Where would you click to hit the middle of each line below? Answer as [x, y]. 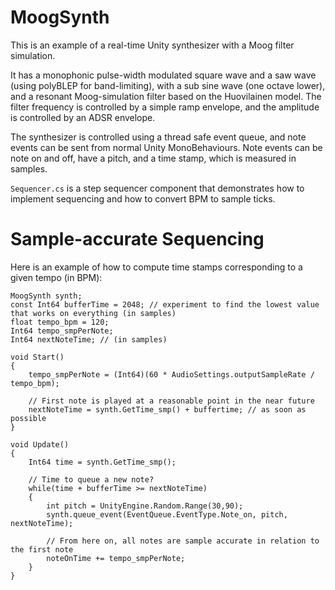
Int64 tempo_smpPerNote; [62, 331]
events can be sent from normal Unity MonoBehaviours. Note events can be [166, 147]
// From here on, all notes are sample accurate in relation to [183, 541]
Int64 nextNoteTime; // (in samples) [89, 339]
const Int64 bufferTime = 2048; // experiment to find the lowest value [165, 304]
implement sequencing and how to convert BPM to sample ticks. [143, 198]
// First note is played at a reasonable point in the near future [171, 401]
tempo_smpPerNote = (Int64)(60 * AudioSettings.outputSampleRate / [171, 374]
